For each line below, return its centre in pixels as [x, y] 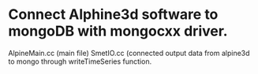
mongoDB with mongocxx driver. [118, 31]
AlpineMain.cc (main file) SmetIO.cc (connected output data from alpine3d [129, 53]
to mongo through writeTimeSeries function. [80, 61]
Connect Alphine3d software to [113, 15]
